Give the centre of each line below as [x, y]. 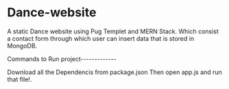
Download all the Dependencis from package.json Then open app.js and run [115, 72]
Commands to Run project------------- [62, 58]
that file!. [20, 79]
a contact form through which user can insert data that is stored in [100, 38]
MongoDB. [22, 46]
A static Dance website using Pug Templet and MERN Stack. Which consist [113, 31]
